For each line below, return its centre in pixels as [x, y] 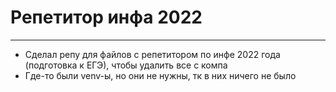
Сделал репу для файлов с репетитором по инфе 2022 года [152, 54]
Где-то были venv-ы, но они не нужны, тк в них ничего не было [160, 75]
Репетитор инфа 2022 [106, 17]
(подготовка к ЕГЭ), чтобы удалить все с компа [126, 65]
